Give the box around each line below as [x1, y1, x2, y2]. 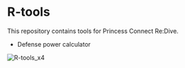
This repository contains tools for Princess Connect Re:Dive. [7, 27, 179, 35]
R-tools [7, 4, 50, 20]
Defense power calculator [17, 40, 91, 48]
